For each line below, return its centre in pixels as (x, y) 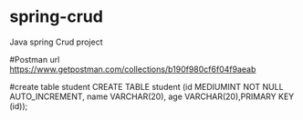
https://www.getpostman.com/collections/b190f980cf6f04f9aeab (133, 69)
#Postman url (35, 59)
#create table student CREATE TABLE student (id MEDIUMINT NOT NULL (147, 86)
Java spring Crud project (56, 42)
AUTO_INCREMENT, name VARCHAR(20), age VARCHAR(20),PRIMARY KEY (152, 96)
